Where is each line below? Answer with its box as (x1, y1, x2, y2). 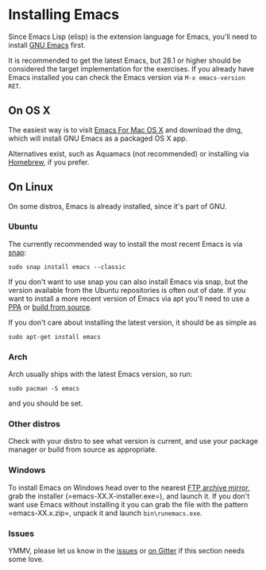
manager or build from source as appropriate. (8, 445, 157, 454)
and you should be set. (8, 399, 83, 408)
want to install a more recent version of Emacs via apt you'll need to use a (8, 294, 250, 303)
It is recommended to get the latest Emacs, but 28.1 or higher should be (8, 56, 241, 65)
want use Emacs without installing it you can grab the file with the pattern (8, 499, 249, 509)
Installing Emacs (8, 6, 120, 24)
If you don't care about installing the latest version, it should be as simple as (8, 318, 256, 327)
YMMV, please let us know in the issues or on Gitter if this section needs (8, 546, 245, 556)
